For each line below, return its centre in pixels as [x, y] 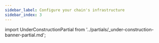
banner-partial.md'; [25, 35]
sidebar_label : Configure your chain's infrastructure [65, 10]
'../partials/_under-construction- [120, 29]
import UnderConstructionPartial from [45, 29]
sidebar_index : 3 [23, 15]
